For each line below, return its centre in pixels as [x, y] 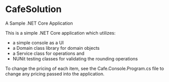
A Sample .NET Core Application [39, 23]
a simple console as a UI [38, 43]
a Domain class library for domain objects [56, 48]
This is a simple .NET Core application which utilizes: [60, 33]
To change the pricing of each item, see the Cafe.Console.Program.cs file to [84, 68]
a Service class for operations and [48, 53]
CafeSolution [33, 9]
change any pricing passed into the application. [55, 73]
